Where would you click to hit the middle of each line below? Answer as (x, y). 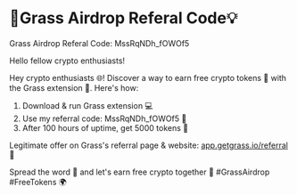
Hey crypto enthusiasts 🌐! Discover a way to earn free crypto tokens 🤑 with (148, 77)
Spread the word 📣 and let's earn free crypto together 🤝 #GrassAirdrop (140, 172)
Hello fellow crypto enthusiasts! (67, 61)
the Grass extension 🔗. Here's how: (74, 87)
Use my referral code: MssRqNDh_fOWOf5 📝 (104, 118)
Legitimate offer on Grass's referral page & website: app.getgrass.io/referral (148, 145)
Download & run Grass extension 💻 (87, 105)
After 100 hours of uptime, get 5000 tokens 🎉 (105, 127)
